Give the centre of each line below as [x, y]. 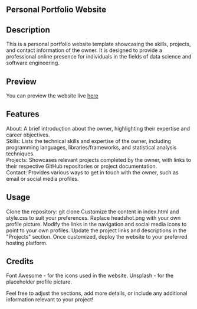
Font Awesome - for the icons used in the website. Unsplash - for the [90, 276]
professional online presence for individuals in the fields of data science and [99, 57]
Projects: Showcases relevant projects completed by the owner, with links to [99, 160]
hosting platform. [27, 243]
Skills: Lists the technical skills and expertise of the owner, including [88, 141]
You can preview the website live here [52, 96]
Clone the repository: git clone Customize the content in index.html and [93, 212]
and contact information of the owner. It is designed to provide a [84, 50]
